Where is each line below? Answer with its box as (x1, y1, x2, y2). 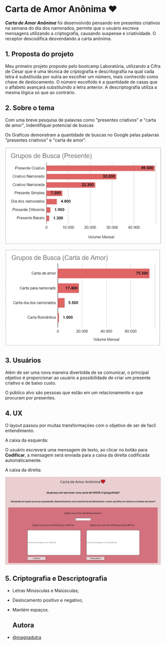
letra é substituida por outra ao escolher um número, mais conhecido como (5, 73, 159, 80)
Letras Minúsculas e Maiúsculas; (12, 588, 79, 594)
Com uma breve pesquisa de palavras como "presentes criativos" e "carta (5, 117, 157, 123)
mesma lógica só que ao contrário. (5, 89, 76, 95)
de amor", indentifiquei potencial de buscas (5, 122, 94, 128)
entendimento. (5, 427, 35, 434)
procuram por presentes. (5, 395, 56, 400)
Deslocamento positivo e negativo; (12, 597, 83, 603)
